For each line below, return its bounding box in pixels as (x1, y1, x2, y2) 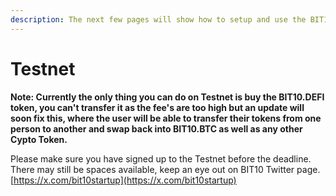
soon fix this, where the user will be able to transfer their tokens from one (10, 112, 322, 124)
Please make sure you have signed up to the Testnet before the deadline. (10, 152, 312, 165)
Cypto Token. (10, 133, 68, 145)
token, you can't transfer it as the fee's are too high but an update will (10, 101, 305, 113)
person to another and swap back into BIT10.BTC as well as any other (10, 122, 303, 135)
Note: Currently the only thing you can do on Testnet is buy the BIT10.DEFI (10, 91, 325, 103)
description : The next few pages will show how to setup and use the (10, 14, 307, 25)
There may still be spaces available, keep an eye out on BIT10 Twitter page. (10, 163, 321, 175)
